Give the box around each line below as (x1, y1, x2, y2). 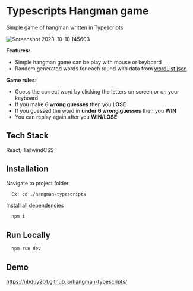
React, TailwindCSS (6, 146, 55, 153)
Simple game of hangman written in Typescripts (6, 24, 124, 31)
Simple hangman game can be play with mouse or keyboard (14, 58, 162, 66)
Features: (6, 47, 31, 54)
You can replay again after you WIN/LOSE (14, 113, 118, 120)
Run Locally (6, 230, 50, 240)
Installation (6, 164, 49, 174)
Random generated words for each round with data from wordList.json (14, 64, 187, 72)
